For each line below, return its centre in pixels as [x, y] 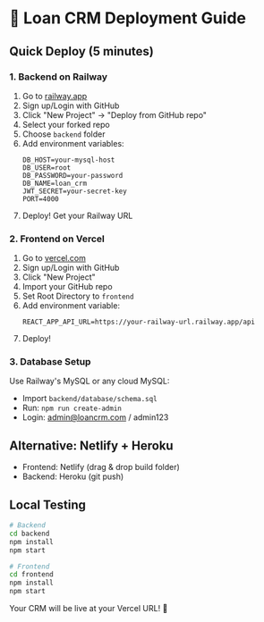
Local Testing [48, 504]
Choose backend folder [64, 134]
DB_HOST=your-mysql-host [68, 160]
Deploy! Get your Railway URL [77, 215]
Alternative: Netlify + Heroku [91, 445]
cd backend [30, 534]
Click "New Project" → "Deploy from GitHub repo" [115, 114]
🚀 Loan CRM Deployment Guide [128, 18]
